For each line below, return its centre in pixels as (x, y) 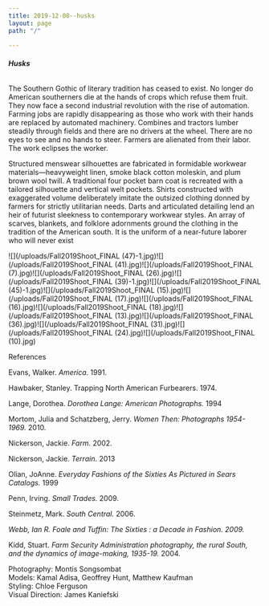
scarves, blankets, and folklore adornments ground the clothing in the (123, 223)
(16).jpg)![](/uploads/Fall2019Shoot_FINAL (78, 307)
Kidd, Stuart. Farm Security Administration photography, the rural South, (128, 545)
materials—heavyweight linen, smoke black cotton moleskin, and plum (124, 172)
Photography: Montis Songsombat (65, 569)
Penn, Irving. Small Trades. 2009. (63, 498)
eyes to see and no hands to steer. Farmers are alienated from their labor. (130, 139)
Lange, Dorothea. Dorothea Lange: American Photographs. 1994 (115, 403)
